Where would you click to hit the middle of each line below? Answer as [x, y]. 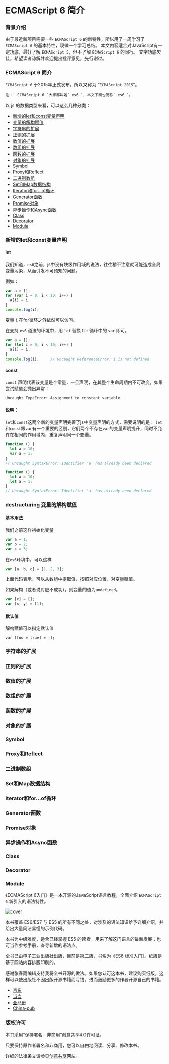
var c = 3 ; [17, 549]
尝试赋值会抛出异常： [27, 388]
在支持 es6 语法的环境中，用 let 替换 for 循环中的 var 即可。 [67, 331]
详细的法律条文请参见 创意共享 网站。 [43, 1056]
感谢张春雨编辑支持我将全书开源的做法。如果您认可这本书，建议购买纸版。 [82, 973]
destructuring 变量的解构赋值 [41, 504]
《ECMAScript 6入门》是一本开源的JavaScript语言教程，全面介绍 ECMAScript [83, 895]
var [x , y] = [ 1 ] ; [24, 604]
